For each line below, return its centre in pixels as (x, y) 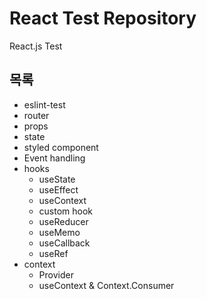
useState (57, 179)
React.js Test (36, 46)
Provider (56, 274)
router (36, 115)
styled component (61, 147)
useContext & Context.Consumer (106, 285)
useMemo (59, 232)
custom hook (66, 211)
